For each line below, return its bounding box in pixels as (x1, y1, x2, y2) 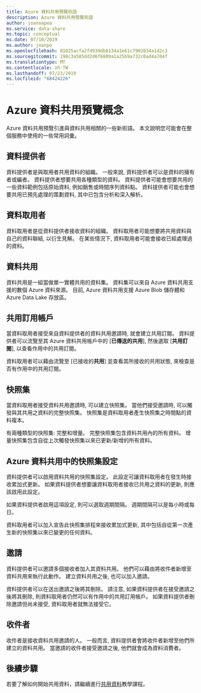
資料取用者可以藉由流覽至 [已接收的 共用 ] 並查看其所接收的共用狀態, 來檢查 (6, 358, 190, 365)
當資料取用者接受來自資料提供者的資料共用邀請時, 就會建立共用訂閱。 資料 (6, 330, 190, 337)
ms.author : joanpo (6, 43, 52, 49)
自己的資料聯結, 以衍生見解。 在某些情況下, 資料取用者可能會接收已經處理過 (6, 235, 193, 242)
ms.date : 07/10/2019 (6, 37, 58, 43)
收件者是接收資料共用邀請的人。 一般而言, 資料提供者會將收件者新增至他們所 (6, 637, 195, 644)
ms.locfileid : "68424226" (6, 76, 71, 82)
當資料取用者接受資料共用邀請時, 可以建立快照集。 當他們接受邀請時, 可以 (6, 402, 187, 409)
